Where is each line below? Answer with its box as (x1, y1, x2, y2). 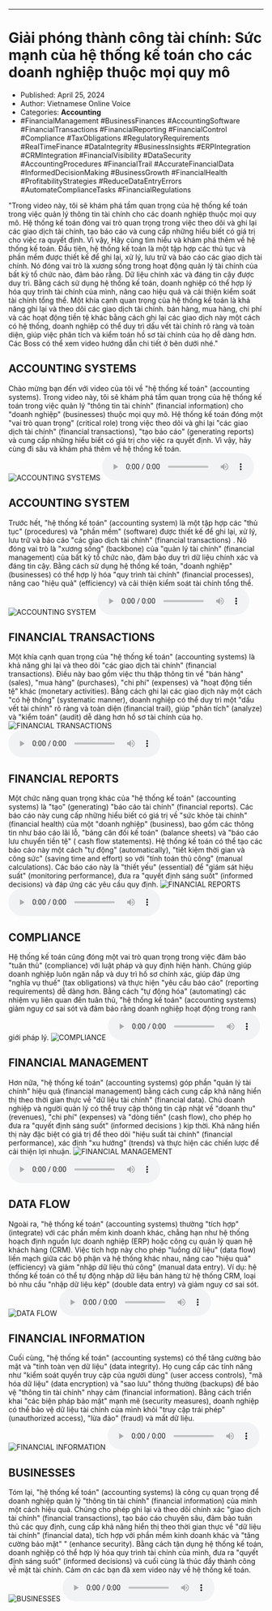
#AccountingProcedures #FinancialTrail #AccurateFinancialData (19, 159, 235, 169)
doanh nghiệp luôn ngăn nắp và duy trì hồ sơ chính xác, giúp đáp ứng (8, 969, 240, 978)
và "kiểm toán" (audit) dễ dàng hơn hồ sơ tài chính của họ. (8, 712, 203, 722)
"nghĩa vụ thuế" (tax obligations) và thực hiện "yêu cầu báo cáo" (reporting (8, 978, 259, 987)
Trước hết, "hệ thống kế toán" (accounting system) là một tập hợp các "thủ (8, 518, 258, 527)
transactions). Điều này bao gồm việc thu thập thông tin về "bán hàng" (8, 669, 244, 679)
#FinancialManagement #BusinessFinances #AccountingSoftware (19, 115, 240, 126)
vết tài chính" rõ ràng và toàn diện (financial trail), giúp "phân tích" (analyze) (8, 703, 263, 714)
